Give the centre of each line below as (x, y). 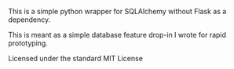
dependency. (29, 20)
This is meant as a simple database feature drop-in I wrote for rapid (117, 35)
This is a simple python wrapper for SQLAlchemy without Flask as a (117, 11)
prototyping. (28, 43)
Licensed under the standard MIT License (76, 58)
